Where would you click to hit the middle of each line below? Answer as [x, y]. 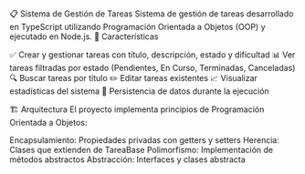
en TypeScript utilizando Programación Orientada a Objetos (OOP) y [137, 27]
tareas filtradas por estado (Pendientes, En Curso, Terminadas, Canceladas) [152, 68]
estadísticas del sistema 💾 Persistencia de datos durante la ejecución [139, 91]
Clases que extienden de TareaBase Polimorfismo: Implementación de [142, 150]
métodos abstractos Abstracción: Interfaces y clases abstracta [128, 159]
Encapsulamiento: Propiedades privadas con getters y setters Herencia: [145, 140]
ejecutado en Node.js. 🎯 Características [84, 36]
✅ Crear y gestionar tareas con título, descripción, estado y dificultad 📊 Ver [152, 55]
